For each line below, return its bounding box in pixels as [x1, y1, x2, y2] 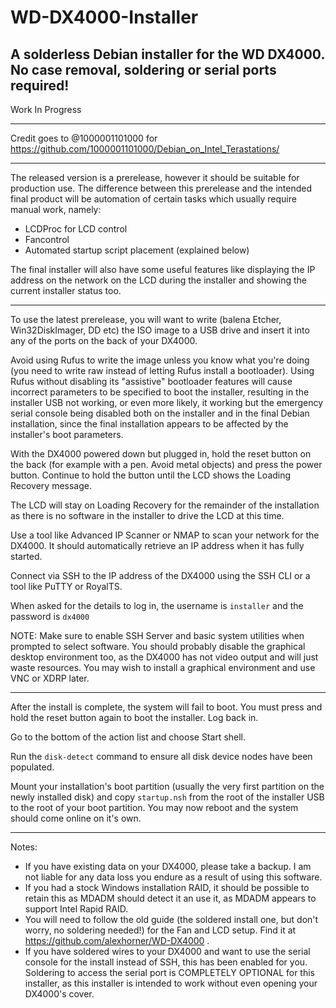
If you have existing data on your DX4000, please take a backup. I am [24, 861, 312, 872]
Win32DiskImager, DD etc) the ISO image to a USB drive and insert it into [10, 324, 310, 336]
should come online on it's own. [10, 812, 142, 824]
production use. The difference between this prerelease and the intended [10, 182, 313, 194]
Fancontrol [24, 234, 70, 245]
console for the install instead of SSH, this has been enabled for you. [24, 956, 308, 968]
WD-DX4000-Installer [10, 6, 199, 29]
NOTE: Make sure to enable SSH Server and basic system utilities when [10, 630, 305, 641]
